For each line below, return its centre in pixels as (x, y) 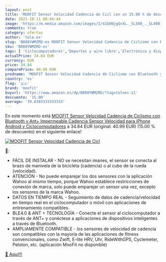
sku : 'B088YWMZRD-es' (27, 47)
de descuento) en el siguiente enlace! (43, 132)
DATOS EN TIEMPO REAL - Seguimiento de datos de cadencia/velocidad (86, 197)
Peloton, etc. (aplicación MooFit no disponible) (60, 245)
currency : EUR (20, 60)
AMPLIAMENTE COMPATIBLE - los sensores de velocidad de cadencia (84, 229)
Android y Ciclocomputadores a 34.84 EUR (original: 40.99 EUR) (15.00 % (80, 126)
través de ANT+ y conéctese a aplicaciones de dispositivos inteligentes (85, 218)
